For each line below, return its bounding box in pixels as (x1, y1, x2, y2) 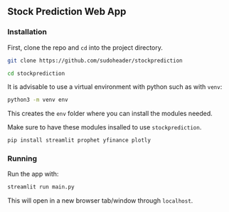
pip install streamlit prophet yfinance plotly (7, 137, 151, 144)
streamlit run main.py (7, 184, 75, 191)
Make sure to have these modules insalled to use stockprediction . (7, 123, 202, 132)
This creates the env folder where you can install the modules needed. (7, 110, 213, 118)
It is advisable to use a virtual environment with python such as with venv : (7, 83, 223, 91)
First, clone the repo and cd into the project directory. (7, 43, 164, 52)
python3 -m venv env (7, 96, 69, 104)
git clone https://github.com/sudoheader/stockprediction (7, 57, 183, 64)
